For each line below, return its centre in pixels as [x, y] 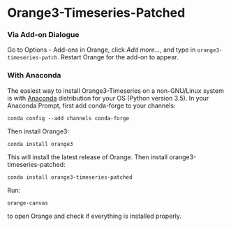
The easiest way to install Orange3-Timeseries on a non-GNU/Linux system [116, 90]
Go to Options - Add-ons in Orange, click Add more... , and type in [102, 50]
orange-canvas [28, 203]
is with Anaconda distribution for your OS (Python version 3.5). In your [108, 98]
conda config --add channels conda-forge [68, 118]
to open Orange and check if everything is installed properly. [95, 216]
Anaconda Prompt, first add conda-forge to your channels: [91, 105]
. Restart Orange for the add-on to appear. [118, 57]
